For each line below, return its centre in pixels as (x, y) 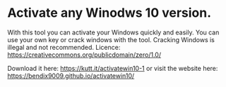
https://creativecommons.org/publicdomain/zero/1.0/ (84, 55)
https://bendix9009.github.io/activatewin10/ (71, 76)
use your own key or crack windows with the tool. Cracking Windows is (111, 39)
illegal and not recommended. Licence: (64, 47)
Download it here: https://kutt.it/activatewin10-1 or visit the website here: (113, 68)
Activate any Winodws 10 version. (109, 13)
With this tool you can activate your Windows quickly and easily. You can (113, 32)
